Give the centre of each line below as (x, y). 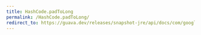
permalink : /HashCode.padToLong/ (48, 17)
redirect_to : (22, 23)
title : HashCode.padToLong (40, 12)
